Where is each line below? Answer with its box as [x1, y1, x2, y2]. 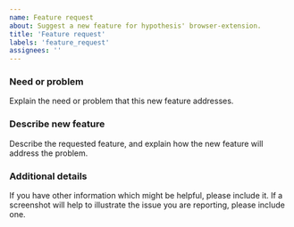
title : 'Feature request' [9, 29, 105, 38]
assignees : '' [9, 46, 63, 55]
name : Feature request [9, 12, 94, 22]
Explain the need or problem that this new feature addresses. [9, 95, 234, 107]
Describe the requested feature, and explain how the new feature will [9, 138, 264, 149]
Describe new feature [9, 118, 105, 130]
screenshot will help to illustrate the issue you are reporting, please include [9, 199, 286, 210]
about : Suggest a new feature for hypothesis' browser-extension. [9, 21, 262, 30]
